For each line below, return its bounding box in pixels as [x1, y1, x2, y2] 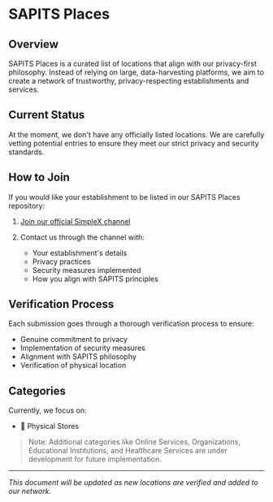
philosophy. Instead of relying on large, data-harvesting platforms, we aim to [8, 67, 264, 77]
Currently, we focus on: [8, 405, 87, 415]
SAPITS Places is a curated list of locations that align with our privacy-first [8, 58, 258, 68]
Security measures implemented [32, 265, 141, 275]
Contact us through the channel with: [19, 232, 145, 242]
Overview [8, 37, 59, 51]
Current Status [8, 108, 85, 122]
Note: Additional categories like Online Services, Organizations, [28, 437, 241, 447]
